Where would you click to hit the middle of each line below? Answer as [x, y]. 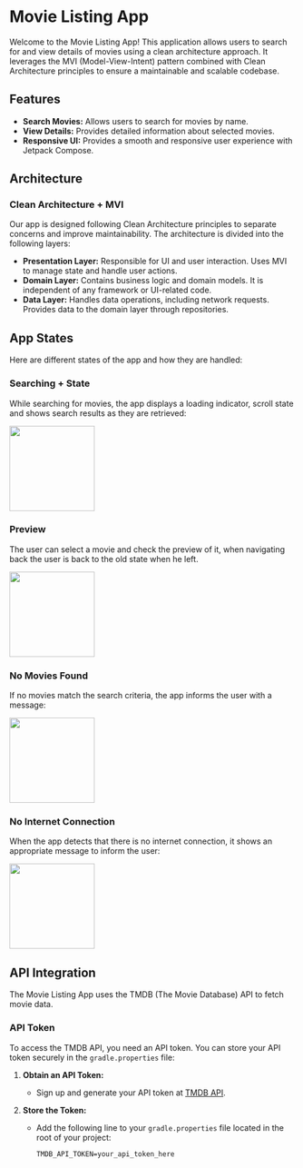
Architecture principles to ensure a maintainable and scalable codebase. [144, 71]
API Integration [53, 972]
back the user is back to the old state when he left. [104, 559]
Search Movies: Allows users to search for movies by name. [136, 121]
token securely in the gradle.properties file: [92, 1057]
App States [42, 338]
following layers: [40, 243]
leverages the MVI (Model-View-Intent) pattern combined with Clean [137, 61]
